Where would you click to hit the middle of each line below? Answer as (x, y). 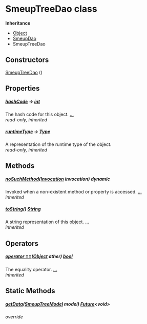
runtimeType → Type (28, 132)
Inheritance (18, 23)
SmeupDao (25, 38)
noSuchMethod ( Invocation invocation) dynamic (58, 179)
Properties (23, 88)
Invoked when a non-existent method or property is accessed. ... (73, 192)
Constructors (27, 60)
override (14, 317)
